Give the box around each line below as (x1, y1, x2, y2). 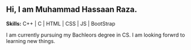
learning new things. (6, 37, 56, 44)
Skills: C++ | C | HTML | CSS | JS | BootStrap (6, 20, 115, 27)
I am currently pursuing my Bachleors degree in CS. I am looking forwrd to (6, 31, 186, 38)
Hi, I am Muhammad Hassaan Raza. (6, 5, 138, 15)
